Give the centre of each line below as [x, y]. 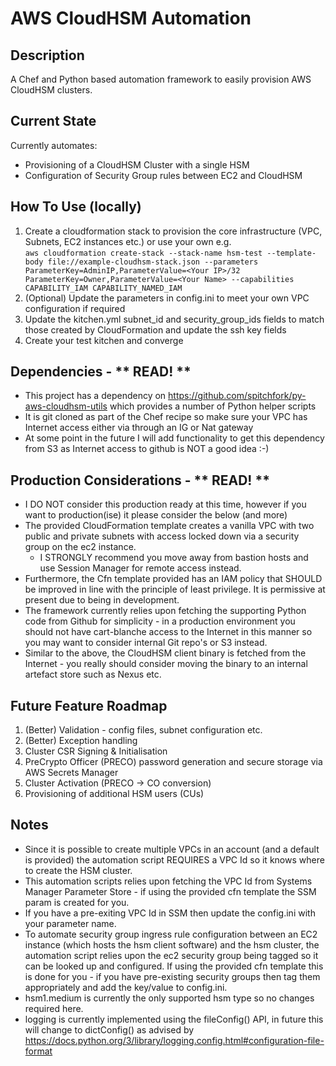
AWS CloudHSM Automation [131, 18]
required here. [54, 1008]
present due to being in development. [102, 600]
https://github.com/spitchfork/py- [237, 396]
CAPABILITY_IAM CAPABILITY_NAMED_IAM [103, 288]
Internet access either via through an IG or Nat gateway [139, 428]
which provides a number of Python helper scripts [213, 406]
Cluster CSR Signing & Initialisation [96, 751]
